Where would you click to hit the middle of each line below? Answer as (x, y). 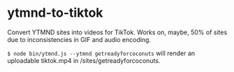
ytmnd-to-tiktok (55, 13)
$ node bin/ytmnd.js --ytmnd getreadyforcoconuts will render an (101, 53)
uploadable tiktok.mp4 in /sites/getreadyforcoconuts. (84, 60)
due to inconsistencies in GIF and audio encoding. (79, 39)
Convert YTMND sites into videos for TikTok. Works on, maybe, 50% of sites (117, 32)
